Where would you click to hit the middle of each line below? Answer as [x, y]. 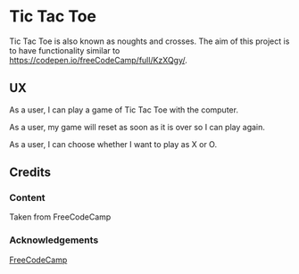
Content [28, 198]
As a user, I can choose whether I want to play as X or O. [113, 144]
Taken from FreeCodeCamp [60, 217]
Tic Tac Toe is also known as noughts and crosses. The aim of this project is [149, 41]
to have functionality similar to [65, 50]
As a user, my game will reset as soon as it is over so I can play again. [137, 127]
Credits [30, 173]
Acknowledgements [54, 240]
